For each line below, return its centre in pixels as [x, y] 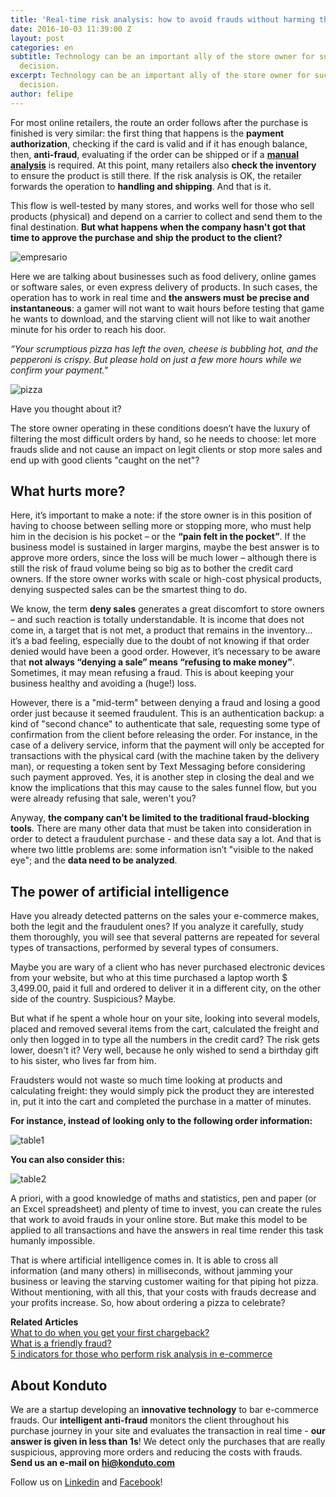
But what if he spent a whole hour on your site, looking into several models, [165, 1018]
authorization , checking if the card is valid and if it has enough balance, [159, 143]
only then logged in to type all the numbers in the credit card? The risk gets [165, 1040]
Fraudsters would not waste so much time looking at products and [146, 1080]
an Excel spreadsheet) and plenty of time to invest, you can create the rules [166, 1209]
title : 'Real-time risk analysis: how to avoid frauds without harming [162, 19]
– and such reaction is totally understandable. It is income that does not [157, 620]
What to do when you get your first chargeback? [110, 1333]
